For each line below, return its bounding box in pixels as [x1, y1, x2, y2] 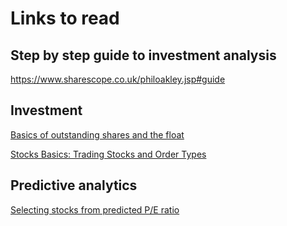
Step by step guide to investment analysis [10, 47, 277, 64]
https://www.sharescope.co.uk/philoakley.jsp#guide [10, 73, 226, 85]
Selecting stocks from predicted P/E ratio [10, 203, 180, 216]
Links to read [10, 7, 120, 30]
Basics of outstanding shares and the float [10, 128, 185, 141]
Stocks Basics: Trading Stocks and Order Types [10, 148, 207, 160]
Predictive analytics [10, 177, 138, 194]
